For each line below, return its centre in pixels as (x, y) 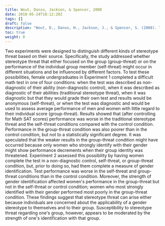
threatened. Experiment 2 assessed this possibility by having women (74, 155)
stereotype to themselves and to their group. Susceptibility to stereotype (79, 207)
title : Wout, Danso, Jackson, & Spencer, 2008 (54, 10)
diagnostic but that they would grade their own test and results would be (79, 98)
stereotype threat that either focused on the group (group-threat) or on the (81, 61)
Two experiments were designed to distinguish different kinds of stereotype (82, 51)
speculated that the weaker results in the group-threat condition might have (82, 140)
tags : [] (14, 19)
